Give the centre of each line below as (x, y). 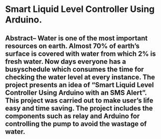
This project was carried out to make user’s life (79, 100)
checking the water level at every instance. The (80, 77)
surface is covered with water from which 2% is (80, 54)
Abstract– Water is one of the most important (77, 38)
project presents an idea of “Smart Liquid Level (80, 85)
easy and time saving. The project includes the (79, 108)
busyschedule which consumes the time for (75, 69)
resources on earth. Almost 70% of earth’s (73, 46)
